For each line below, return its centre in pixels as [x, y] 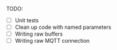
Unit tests [27, 20]
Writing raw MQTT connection [52, 41]
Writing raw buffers [39, 34]
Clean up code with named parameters [63, 27]
